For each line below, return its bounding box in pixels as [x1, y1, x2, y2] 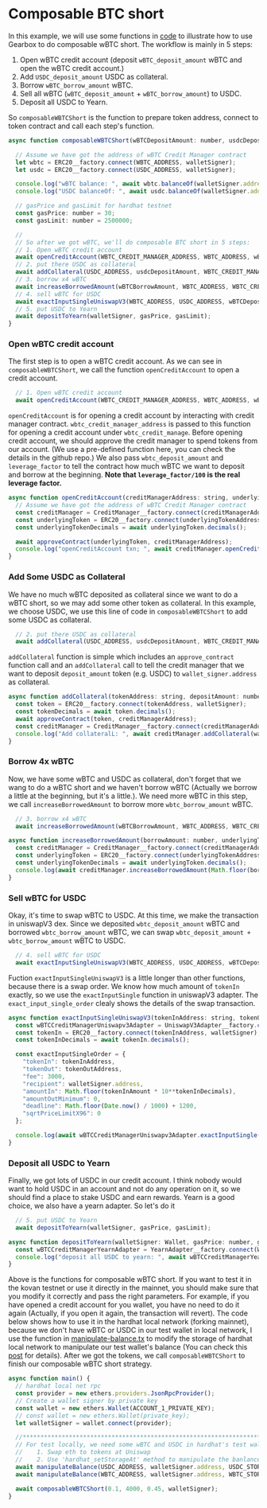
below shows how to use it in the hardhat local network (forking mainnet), [8, 1317, 250, 1327]
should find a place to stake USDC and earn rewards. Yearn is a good [8, 1193, 235, 1202]
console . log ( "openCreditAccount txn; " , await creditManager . [15, 545, 226, 553]
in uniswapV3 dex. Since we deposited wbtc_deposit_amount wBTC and [8, 919, 240, 928]
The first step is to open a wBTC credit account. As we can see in [8, 357, 222, 366]
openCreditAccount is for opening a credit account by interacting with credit [8, 411, 254, 420]
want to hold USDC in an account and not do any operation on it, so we [8, 1184, 241, 1194]
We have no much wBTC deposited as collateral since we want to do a [8, 590, 238, 599]
